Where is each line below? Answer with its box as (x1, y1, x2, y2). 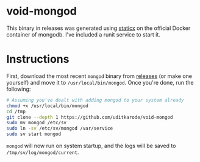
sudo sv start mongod (6, 131, 62, 138)
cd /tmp (6, 108, 26, 114)
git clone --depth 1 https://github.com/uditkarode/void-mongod (6, 114, 173, 120)
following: (6, 85, 31, 93)
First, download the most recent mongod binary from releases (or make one (6, 72, 193, 80)
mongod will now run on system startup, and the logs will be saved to (6, 142, 176, 149)
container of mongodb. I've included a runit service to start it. (6, 30, 160, 38)
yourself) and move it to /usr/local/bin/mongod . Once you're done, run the (6, 79, 194, 86)
